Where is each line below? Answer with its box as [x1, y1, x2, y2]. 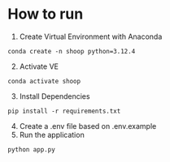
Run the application [19, 130, 85, 139]
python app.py [7, 145, 56, 154]
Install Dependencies [19, 91, 90, 101]
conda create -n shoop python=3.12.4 [7, 47, 136, 55]
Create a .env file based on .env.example [19, 121, 157, 130]
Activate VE [19, 62, 59, 71]
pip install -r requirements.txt [7, 107, 121, 115]
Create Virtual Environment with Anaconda [19, 32, 163, 41]
